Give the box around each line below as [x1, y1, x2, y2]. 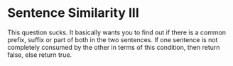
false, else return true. [7, 51, 72, 59]
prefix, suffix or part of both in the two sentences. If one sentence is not [7, 35, 218, 44]
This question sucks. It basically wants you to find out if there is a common [7, 28, 226, 37]
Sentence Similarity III [7, 5, 140, 21]
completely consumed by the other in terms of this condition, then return [7, 43, 220, 51]
